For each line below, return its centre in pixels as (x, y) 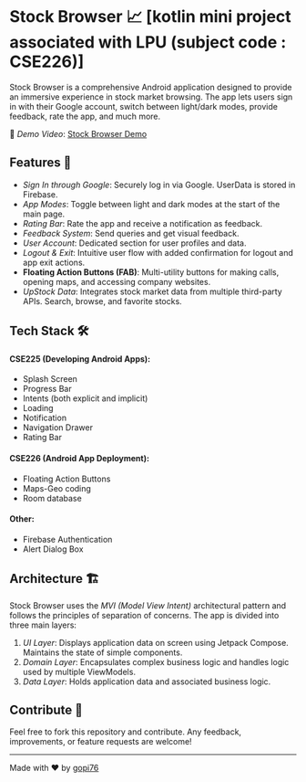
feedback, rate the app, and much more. (85, 116)
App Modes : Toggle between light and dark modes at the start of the (151, 204)
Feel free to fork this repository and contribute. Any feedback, (126, 732)
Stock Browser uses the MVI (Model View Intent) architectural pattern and (148, 605)
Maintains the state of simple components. (102, 652)
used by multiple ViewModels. (79, 671)
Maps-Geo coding (56, 488)
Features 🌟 (41, 163)
